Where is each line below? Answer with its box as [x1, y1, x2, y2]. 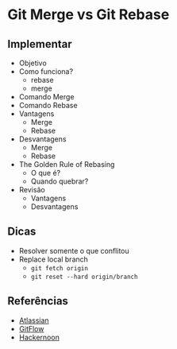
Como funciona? [18, 67, 73, 76]
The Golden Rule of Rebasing [18, 160, 115, 169]
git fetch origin [30, 264, 89, 272]
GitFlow [18, 324, 44, 333]
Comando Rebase [18, 101, 78, 110]
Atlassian [18, 316, 49, 325]
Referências [7, 294, 69, 308]
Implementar [7, 37, 72, 51]
